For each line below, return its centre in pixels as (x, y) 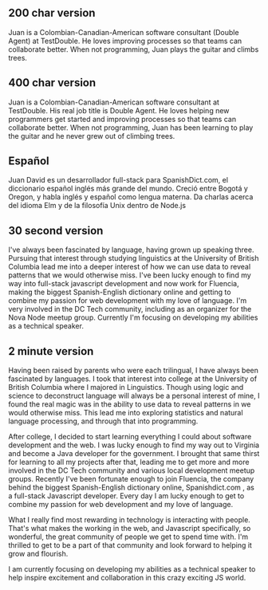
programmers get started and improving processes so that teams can (122, 119)
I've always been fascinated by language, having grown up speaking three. (131, 250)
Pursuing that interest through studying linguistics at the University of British (134, 258)
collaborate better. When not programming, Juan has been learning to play (131, 128)
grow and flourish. (38, 554)
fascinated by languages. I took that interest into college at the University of (133, 379)
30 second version (56, 230)
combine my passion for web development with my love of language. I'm (128, 301)
